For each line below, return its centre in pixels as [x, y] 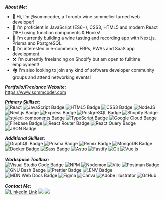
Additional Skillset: [25, 138]
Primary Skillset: [23, 102]
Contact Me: [18, 186]
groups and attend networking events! [52, 77]
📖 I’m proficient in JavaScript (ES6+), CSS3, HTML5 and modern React [85, 27]
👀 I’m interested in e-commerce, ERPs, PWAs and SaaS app [73, 49]
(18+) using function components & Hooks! [56, 33]
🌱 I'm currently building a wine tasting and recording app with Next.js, [84, 38]
